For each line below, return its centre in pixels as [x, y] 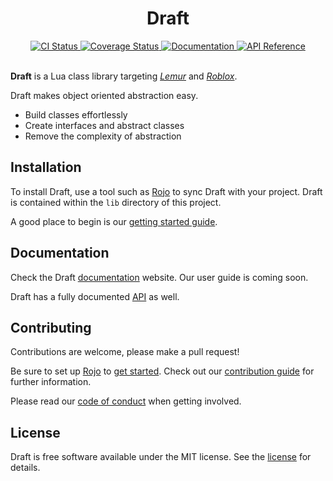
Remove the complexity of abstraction [103, 136]
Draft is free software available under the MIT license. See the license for [161, 457]
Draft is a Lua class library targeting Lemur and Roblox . [124, 76]
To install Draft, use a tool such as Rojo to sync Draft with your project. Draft [166, 191]
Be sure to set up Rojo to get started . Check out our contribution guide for [162, 371]
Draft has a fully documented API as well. [95, 296]
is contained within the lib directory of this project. [116, 202]
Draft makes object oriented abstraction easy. [104, 95]
